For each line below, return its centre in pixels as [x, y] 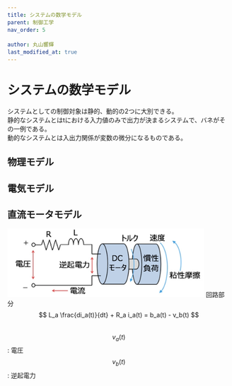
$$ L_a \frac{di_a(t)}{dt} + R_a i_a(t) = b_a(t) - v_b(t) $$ [119, 315]
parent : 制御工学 [31, 22]
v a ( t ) [119, 338]
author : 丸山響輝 [31, 45]
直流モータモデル [45, 215]
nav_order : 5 [27, 30]
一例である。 [32, 129]
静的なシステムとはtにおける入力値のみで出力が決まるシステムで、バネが [114, 119]
